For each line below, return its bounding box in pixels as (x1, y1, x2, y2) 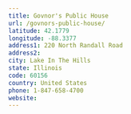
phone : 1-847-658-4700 (8, 86, 84, 95)
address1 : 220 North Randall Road (8, 42, 124, 50)
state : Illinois (8, 64, 62, 72)
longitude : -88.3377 (8, 34, 77, 43)
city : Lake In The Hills (8, 57, 91, 65)
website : (8, 94, 38, 102)
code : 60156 (8, 71, 48, 79)
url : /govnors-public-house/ (8, 19, 105, 27)
